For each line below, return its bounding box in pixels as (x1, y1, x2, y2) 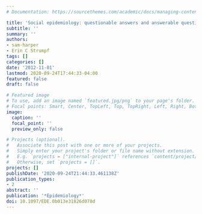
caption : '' (11, 115, 42, 121)
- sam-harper (6, 42, 39, 48)
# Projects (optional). (6, 137, 66, 143)
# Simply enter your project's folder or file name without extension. (6, 148, 195, 154)
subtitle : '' (6, 25, 39, 31)
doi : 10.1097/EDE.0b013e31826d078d (6, 198, 96, 204)
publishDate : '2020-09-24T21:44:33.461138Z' (6, 170, 120, 177)
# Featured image (6, 92, 50, 98)
